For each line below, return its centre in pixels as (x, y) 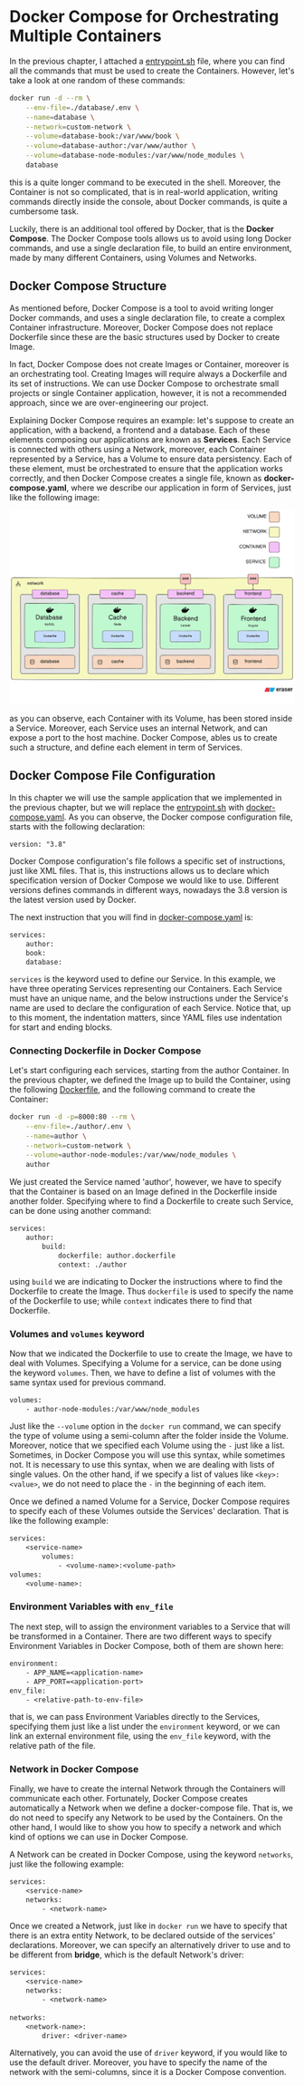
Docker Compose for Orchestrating (144, 17)
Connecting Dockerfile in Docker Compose (105, 1051)
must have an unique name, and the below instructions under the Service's (149, 998)
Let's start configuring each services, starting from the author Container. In (149, 1070)
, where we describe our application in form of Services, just (179, 488)
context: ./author (92, 1265)
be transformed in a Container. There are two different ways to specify (141, 1636)
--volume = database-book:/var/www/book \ (103, 136)
